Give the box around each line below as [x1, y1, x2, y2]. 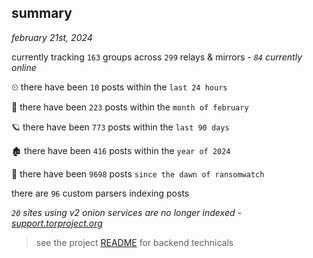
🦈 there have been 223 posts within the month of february [11, 101, 249, 113]
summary [11, 5, 73, 22]
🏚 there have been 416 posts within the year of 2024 [11, 144, 231, 156]
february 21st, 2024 [11, 31, 93, 43]
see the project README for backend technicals [35, 236, 234, 248]
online [11, 61, 37, 73]
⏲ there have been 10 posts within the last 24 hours [11, 81, 228, 93]
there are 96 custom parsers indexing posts [11, 187, 190, 199]
